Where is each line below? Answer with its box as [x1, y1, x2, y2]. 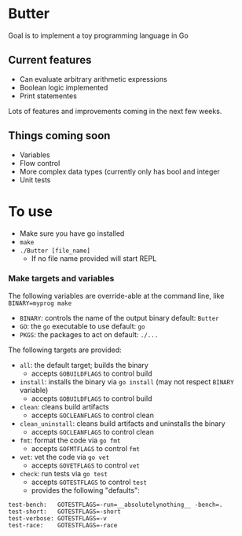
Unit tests [19, 174, 51, 185]
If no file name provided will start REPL [31, 253, 157, 263]
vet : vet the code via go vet [19, 452, 110, 461]
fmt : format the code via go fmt [19, 435, 121, 445]
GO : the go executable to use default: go [19, 321, 145, 331]
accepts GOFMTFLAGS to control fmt [31, 443, 140, 453]
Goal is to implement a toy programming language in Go [8, 31, 189, 40]
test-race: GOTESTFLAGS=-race [8, 521, 118, 529]
